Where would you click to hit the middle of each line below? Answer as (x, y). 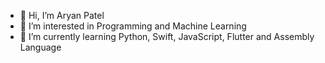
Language (40, 47)
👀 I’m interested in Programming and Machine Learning (133, 26)
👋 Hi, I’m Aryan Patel (62, 15)
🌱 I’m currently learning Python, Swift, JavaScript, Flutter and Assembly (167, 36)
